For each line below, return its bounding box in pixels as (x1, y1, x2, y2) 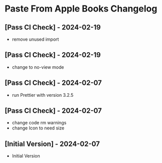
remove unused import (12, 36, 59, 42)
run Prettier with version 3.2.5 (12, 92, 74, 98)
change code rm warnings (12, 120, 67, 126)
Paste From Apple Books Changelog (5, 3, 157, 15)
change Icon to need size (12, 125, 65, 131)
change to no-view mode (12, 64, 64, 70)
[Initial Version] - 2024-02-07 (5, 139, 100, 148)
